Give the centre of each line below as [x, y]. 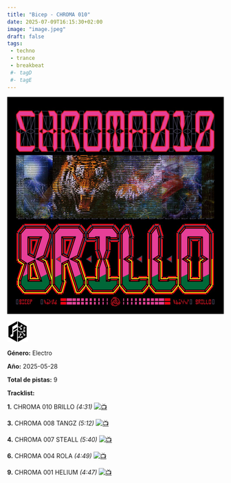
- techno [23, 51]
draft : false [26, 37]
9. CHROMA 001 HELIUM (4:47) [52, 472]
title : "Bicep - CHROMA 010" [49, 14]
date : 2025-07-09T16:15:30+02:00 [55, 22]
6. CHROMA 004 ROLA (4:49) [49, 455]
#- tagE [21, 80]
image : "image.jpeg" [37, 29]
